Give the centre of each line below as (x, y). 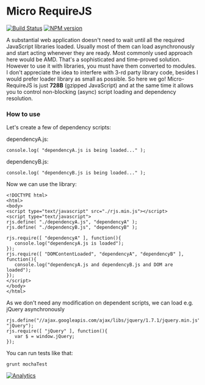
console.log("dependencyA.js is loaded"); (69, 243)
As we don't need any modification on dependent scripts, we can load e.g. (100, 303)
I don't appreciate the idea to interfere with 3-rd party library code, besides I (102, 72)
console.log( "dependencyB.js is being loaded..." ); (76, 173)
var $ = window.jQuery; (45, 337)
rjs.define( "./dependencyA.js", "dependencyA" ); (72, 222)
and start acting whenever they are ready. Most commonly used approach (99, 52)
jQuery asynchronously (36, 309)
